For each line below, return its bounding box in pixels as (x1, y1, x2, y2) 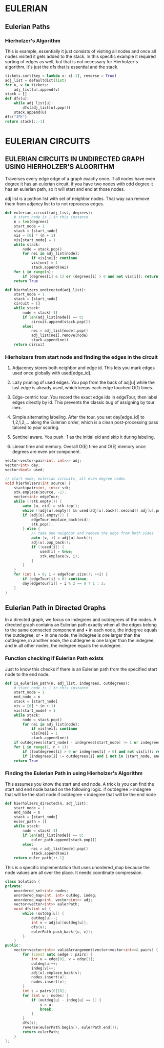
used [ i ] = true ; (40, 549, 73, 554)
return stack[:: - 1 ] (5, 119, 45, 124)
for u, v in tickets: (5, 82, 49, 87)
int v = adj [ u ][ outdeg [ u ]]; (31, 920, 89, 925)
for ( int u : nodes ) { (22, 993, 69, 998)
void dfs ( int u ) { (14, 906, 51, 912)
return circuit (14, 342, 45, 347)
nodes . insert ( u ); (31, 975, 67, 980)
